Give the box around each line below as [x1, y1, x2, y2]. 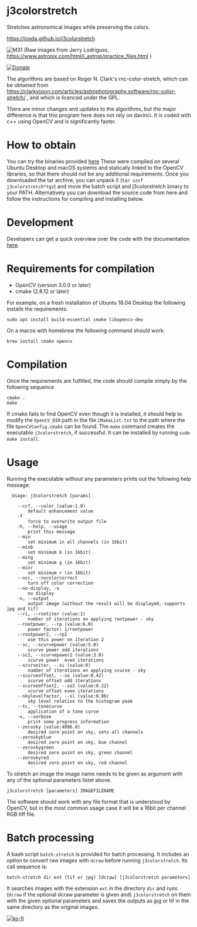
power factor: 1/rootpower [28, 626, 94, 632]
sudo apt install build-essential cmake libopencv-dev [6, 316, 144, 322]
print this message [28, 528, 76, 535]
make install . [6, 435, 40, 442]
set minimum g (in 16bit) [28, 559, 91, 565]
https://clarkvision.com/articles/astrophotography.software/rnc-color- [6, 87, 176, 95]
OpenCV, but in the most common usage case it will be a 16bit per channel [6, 804, 186, 811]
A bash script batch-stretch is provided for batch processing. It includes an [6, 850, 189, 858]
